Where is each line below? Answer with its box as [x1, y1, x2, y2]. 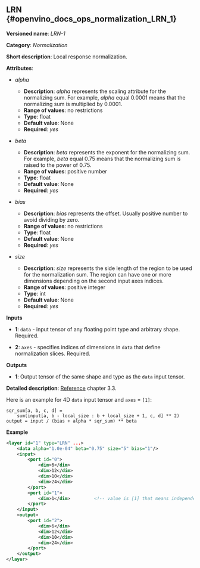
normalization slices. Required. [14, 350, 90, 357]
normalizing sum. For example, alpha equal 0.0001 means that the [23, 94, 186, 101]
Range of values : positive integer [23, 283, 106, 291]
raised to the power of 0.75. [23, 161, 92, 169]
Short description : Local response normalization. [6, 53, 127, 60]
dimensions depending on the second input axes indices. [23, 277, 164, 284]
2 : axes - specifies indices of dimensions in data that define [14, 343, 161, 350]
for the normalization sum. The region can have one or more [23, 271, 171, 278]
